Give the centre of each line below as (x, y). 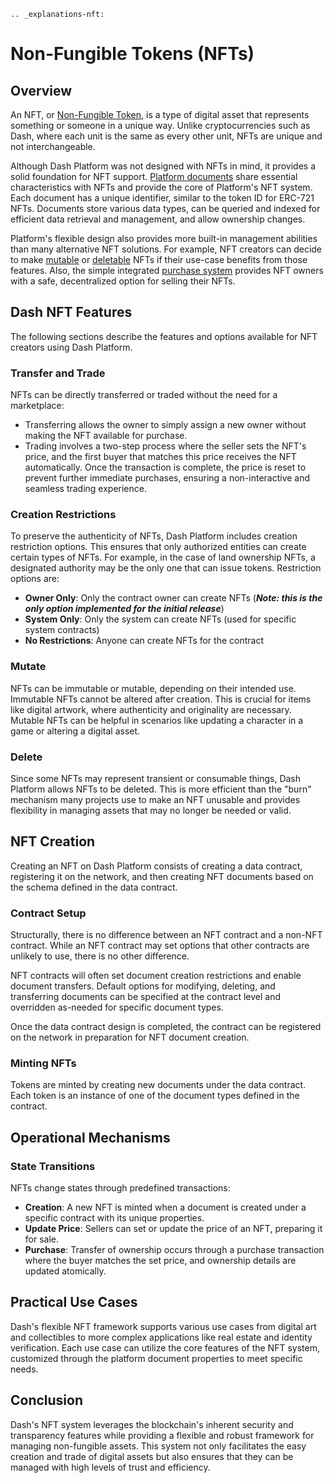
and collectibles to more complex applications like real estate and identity (161, 1337)
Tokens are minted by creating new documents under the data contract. (158, 1085)
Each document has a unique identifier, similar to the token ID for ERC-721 (162, 198)
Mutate (28, 667)
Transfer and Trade (58, 373)
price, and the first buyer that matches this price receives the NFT (160, 457)
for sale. (42, 1239)
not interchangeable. (53, 146)
